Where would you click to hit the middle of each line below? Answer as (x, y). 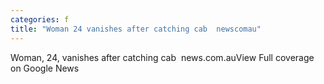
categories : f (40, 19)
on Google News (45, 68)
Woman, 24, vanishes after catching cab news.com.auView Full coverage (162, 57)
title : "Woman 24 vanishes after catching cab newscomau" (136, 29)
